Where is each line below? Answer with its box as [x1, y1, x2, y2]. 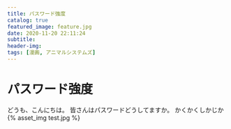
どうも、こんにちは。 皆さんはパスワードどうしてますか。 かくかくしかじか [7, 105, 225, 114]
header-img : [7, 43, 42, 50]
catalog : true [7, 17, 49, 24]
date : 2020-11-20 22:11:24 [7, 29, 86, 37]
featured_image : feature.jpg [7, 23, 92, 30]
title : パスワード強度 [7, 10, 66, 17]
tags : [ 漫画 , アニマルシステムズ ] [7, 50, 96, 56]
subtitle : [7, 36, 36, 43]
